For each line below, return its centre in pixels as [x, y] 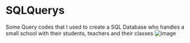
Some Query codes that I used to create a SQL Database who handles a [95, 27]
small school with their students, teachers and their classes [80, 33]
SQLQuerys [35, 10]
